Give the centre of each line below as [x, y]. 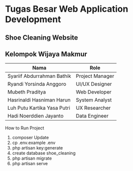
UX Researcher [93, 108]
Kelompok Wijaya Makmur [46, 54]
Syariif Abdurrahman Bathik [39, 76]
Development [33, 19]
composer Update [30, 138]
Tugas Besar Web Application [67, 9]
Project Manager [95, 76]
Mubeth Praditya [27, 92]
